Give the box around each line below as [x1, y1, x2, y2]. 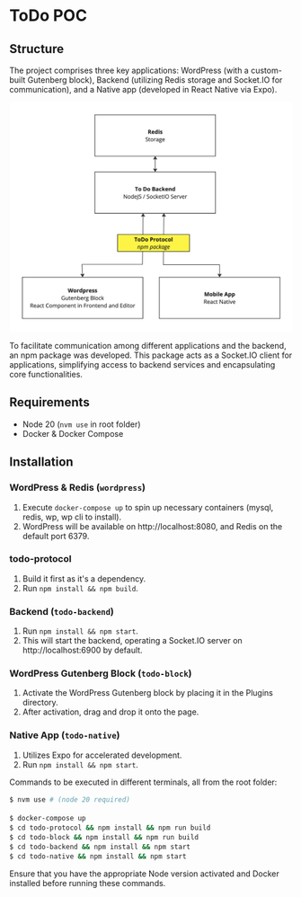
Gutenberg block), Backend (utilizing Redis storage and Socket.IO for [27, 75, 283, 85]
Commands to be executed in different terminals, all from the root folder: [9, 777, 278, 787]
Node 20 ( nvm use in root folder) [22, 419, 141, 430]
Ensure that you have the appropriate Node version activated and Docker [9, 868, 280, 879]
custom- [250, 65, 283, 75]
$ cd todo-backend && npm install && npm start [9, 842, 191, 852]
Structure [9, 41, 65, 57]
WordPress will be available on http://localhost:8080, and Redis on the [22, 520, 283, 531]
